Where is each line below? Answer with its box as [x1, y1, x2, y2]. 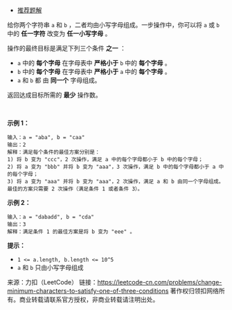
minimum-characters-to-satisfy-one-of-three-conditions [7, 286, 169, 295]
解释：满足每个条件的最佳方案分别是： [7, 149, 100, 156]
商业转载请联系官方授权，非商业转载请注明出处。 [19, 295, 159, 303]
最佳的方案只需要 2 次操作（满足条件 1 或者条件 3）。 [7, 185, 143, 192]
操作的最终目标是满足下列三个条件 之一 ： [7, 44, 126, 52]
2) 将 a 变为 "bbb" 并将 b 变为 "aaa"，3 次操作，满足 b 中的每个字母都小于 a [7, 163, 216, 170]
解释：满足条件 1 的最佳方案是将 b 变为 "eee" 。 [7, 228, 136, 235]
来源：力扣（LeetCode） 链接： [7, 278, 98, 286]
